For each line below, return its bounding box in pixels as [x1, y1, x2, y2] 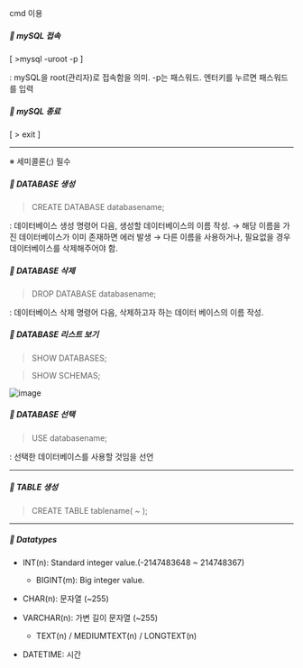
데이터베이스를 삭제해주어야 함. [9, 242, 119, 253]
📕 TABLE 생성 [9, 481, 59, 493]
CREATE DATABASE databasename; [31, 201, 165, 212]
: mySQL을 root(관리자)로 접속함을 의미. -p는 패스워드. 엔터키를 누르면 [9, 71, 258, 83]
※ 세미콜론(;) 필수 [9, 156, 71, 167]
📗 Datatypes [9, 535, 58, 545]
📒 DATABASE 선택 [9, 409, 76, 420]
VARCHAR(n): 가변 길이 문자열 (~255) [22, 612, 159, 623]
